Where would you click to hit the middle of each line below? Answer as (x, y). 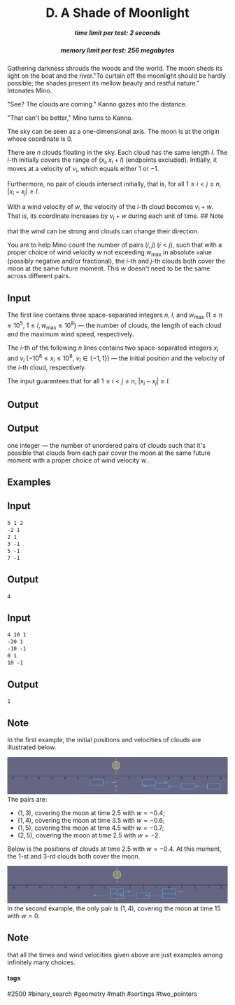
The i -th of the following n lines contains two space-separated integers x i (113, 349)
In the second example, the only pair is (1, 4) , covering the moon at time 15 (114, 908)
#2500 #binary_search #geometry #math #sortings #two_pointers (102, 994)
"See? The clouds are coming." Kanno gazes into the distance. (97, 104)
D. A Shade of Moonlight (117, 13)
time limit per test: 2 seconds (117, 32)
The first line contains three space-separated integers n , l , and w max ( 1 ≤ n (115, 315)
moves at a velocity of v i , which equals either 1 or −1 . (83, 170)
